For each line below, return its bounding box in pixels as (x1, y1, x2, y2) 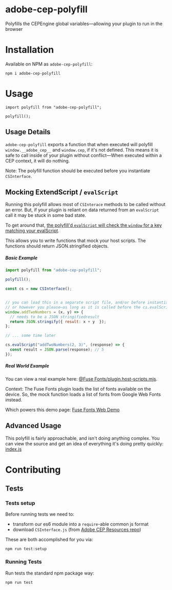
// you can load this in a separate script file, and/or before (5, 300, 145, 306)
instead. (5, 396, 23, 403)
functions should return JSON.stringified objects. (5, 243, 109, 249)
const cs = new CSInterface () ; (5, 286, 72, 292)
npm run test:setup (5, 546, 47, 552)
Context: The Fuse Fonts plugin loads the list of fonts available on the (5, 385, 151, 392)
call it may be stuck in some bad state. (5, 212, 87, 218)
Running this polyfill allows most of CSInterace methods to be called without (5, 201, 165, 208)
